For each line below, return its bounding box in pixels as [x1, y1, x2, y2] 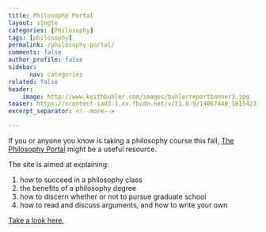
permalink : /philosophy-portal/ [8, 41, 115, 49]
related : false [8, 78, 59, 86]
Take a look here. [8, 215, 65, 225]
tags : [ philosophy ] [8, 33, 73, 42]
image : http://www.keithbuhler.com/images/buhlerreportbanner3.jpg [22, 93, 249, 101]
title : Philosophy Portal [8, 11, 93, 20]
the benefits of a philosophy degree [19, 184, 137, 192]
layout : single [8, 19, 59, 27]
